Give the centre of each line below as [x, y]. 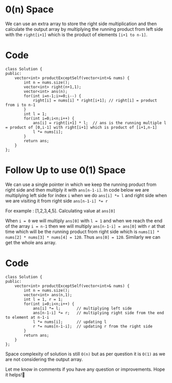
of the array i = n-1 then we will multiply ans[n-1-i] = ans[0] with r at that [85, 226]
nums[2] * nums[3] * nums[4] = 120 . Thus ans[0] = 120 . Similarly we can [83, 237]
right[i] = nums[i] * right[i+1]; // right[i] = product [95, 100]
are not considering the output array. [44, 359]
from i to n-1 [21, 105]
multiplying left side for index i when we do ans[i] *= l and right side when [86, 195]
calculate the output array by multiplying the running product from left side [84, 29]
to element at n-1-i [27, 317]
